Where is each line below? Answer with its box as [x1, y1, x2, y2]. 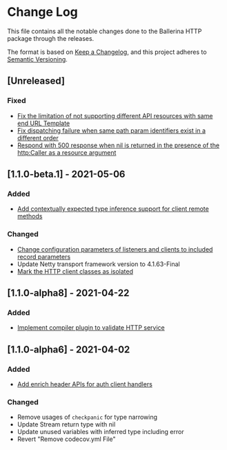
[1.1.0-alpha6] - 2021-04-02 [7, 344, 130, 355]
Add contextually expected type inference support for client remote [17, 205, 209, 213]
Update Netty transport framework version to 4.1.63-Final [17, 260, 181, 268]
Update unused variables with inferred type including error [17, 428, 184, 436]
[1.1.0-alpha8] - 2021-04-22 [7, 288, 130, 299]
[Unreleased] [7, 75, 66, 87]
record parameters [17, 252, 71, 261]
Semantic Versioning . [7, 55, 68, 63]
